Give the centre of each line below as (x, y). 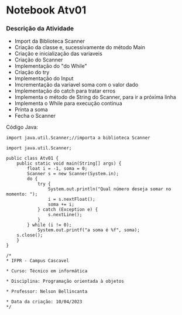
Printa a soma (31, 109)
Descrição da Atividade (40, 29)
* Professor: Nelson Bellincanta (47, 292)
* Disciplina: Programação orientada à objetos (65, 282)
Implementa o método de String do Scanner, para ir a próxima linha (95, 97)
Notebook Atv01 (46, 10)
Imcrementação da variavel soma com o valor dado (76, 85)
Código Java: (22, 127)
